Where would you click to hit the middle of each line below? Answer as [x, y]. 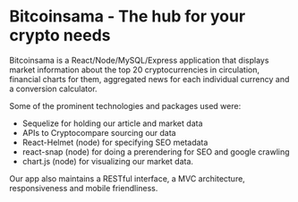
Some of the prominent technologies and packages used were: [125, 105]
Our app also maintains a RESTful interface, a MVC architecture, [128, 178]
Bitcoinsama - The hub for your [128, 17]
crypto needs [60, 35]
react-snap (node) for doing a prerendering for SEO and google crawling [156, 151]
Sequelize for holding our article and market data [112, 123]
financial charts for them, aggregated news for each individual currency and [149, 79]
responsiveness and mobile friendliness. [84, 188]
